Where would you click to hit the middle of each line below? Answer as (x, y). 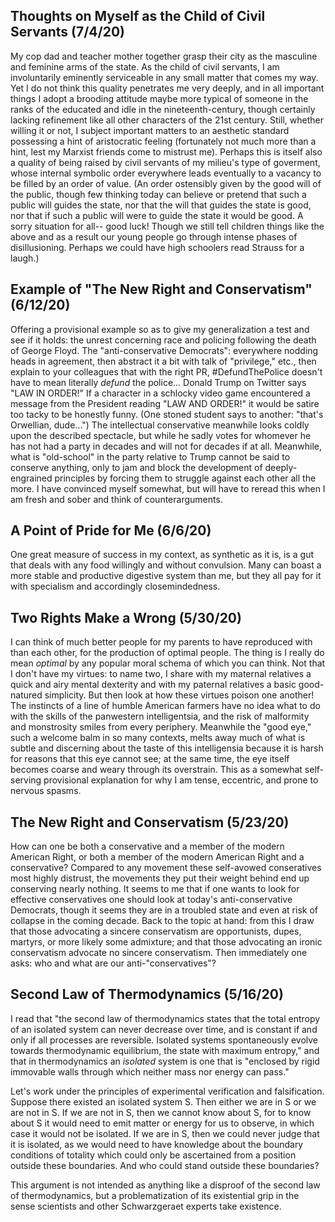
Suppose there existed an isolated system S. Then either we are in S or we (163, 1101)
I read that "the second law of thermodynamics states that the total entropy (165, 1018)
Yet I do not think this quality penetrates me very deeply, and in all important (167, 88)
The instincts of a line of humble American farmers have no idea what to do (165, 706)
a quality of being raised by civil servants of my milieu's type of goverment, (165, 162)
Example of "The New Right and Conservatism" (161, 289)
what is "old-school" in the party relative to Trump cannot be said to (150, 456)
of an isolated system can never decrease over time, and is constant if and (164, 1029)
